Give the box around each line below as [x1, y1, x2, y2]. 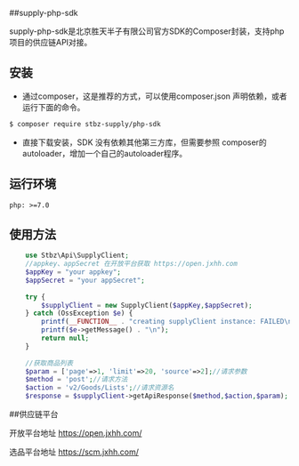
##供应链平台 [9, 409, 59, 420]
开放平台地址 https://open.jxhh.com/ [9, 428, 142, 438]
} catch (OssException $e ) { [25, 309, 133, 318]
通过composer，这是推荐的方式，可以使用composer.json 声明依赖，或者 [21, 91, 287, 101]
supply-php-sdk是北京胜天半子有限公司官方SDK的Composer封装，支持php [9, 26, 285, 36]
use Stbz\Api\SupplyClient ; [25, 251, 129, 261]
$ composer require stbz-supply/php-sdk [9, 119, 162, 128]
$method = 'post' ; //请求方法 [25, 375, 128, 384]
